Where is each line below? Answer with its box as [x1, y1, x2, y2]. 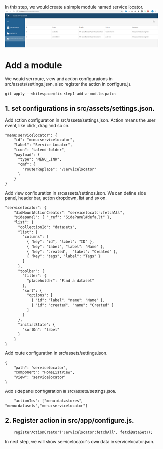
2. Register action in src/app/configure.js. [5, 416, 134, 425]
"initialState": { [17, 322, 55, 327]
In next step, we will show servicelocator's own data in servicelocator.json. [5, 438, 155, 444]
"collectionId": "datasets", [17, 224, 77, 230]
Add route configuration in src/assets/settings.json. [5, 350, 108, 356]
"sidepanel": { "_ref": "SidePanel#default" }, [14, 215, 112, 220]
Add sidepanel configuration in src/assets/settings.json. [5, 388, 117, 394]
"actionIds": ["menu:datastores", [14, 398, 83, 403]
